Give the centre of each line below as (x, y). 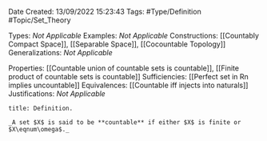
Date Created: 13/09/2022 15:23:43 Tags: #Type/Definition (105, 12)
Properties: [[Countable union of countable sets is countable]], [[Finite (124, 68)
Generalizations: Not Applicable (61, 52)
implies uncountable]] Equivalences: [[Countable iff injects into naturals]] (128, 85)
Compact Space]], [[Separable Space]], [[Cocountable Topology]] (117, 44)
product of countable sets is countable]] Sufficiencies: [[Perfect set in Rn (129, 77)
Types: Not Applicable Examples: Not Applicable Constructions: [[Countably (134, 36)
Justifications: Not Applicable (57, 94)
